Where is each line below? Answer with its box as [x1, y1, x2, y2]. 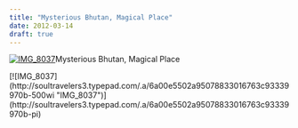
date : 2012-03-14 [9, 21, 74, 30]
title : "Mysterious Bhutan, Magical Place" [9, 12, 173, 22]
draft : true [9, 29, 53, 38]
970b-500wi [9, 90, 55, 100]
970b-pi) [9, 108, 42, 120]
